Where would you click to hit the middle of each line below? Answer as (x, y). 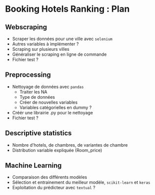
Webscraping (26, 27)
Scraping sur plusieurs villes (41, 49)
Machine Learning (34, 165)
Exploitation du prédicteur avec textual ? (54, 188)
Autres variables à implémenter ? (45, 44)
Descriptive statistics (39, 133)
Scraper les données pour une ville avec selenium (62, 39)
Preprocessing (28, 75)
